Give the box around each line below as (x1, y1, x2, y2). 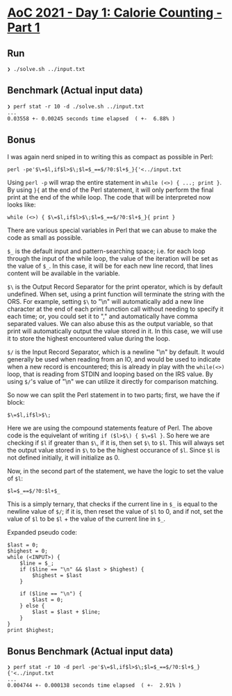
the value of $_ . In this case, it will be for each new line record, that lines (7, 261, 213, 270)
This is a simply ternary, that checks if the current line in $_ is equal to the (7, 499, 218, 508)
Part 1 (7, 19, 40, 35)
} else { (19, 602, 45, 609)
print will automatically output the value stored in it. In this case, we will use (7, 327, 223, 335)
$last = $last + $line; (32, 608, 101, 615)
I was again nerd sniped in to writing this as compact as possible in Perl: (7, 152, 214, 161)
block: (7, 398, 26, 406)
